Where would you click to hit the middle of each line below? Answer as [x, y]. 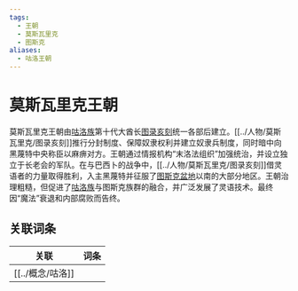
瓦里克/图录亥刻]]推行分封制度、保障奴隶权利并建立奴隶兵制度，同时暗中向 [145, 142]
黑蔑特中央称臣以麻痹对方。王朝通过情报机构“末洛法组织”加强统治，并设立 [145, 153]
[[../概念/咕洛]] [44, 273]
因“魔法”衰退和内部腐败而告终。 [67, 198]
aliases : [25, 51]
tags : [19, 17]
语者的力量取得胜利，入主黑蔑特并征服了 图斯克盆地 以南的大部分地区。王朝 [145, 176]
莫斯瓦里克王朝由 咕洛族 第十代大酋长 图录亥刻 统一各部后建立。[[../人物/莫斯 [145, 131]
